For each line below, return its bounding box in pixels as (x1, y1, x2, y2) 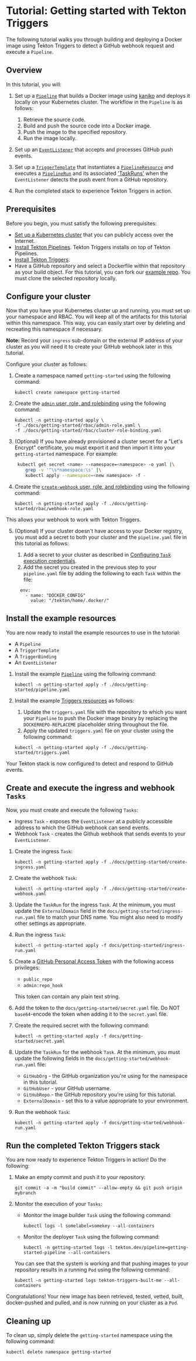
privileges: (14, 964, 40, 971)
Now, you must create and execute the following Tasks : (6, 806, 139, 813)
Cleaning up (6, 1316, 51, 1326)
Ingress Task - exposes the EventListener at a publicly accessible (14, 817, 173, 824)
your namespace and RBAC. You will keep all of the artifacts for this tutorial (6, 313, 187, 320)
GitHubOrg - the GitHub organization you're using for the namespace (23, 1072, 188, 1079)
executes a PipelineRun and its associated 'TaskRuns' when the (14, 170, 169, 177)
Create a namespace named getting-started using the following (14, 372, 171, 379)
